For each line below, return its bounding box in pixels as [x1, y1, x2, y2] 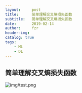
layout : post [5, 7, 41, 12]
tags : [5, 40, 16, 45]
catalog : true [5, 35, 35, 40]
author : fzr [5, 26, 39, 31]
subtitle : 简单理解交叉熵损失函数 [5, 16, 73, 21]
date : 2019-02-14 [5, 21, 54, 26]
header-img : [5, 30, 30, 35]
